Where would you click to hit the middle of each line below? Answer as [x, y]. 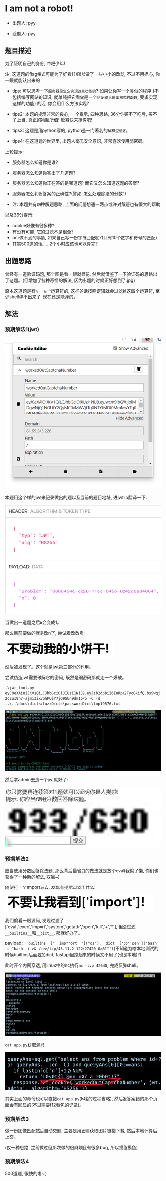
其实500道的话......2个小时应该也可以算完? [55, 244]
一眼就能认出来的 [22, 80]
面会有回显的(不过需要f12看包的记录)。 [44, 1105]
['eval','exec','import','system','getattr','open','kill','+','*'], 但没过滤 [70, 927]
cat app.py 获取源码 [25, 1045]
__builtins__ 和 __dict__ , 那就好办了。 [44, 933]
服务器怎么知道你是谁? [35, 162]
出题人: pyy [24, 23]
